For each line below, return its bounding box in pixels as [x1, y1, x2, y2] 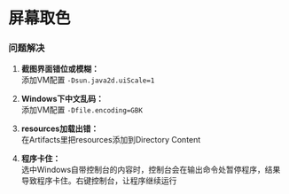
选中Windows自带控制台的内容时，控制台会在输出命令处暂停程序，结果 [20, 165, 281, 175]
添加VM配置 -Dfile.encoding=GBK [20, 105, 144, 115]
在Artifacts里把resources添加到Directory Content [20, 135, 201, 145]
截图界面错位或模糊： [20, 64, 99, 74]
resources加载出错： [20, 123, 99, 134]
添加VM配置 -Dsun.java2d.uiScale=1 [20, 74, 155, 85]
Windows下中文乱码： [20, 94, 104, 105]
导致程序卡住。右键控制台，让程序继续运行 [20, 175, 177, 186]
